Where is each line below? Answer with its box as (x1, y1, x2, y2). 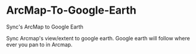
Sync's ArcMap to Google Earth (6, 23, 83, 30)
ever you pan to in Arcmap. (6, 41, 73, 48)
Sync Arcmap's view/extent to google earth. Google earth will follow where (6, 34, 191, 42)
